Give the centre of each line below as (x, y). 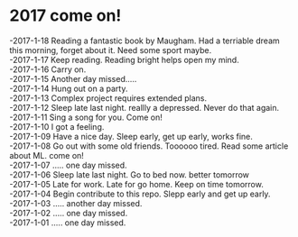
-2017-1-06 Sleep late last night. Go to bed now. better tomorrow (130, 174)
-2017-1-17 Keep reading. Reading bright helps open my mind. (124, 59)
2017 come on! (65, 16)
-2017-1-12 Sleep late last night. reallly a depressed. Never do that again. (144, 107)
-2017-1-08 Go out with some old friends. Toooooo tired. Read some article (149, 146)
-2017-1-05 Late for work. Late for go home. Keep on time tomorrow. (136, 184)
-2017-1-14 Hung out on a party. (69, 88)
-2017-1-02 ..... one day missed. (69, 213)
